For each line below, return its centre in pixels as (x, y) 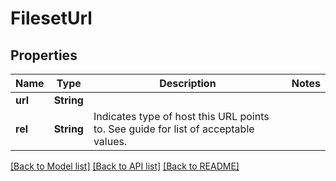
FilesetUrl (51, 18)
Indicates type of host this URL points (181, 116)
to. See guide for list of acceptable (174, 129)
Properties (44, 55)
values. (110, 141)
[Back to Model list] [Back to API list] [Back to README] (125, 166)
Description (188, 83)
